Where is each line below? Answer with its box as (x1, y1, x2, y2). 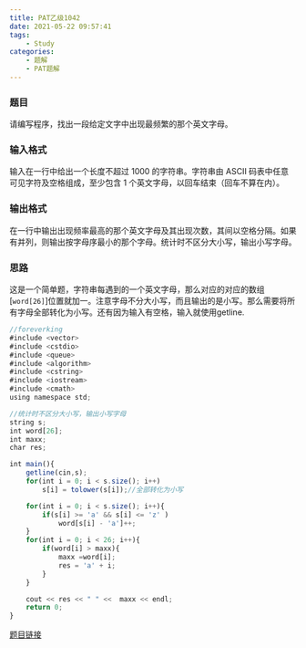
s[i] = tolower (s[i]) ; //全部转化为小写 (42, 485, 184, 494)
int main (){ (9, 460, 55, 469)
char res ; (9, 444, 47, 453)
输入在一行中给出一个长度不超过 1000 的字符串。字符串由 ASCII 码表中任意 (9, 166, 290, 177)
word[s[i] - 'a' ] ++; (57, 518, 137, 528)
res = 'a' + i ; (57, 560, 117, 570)
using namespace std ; (9, 393, 92, 402)
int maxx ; (9, 434, 47, 444)
